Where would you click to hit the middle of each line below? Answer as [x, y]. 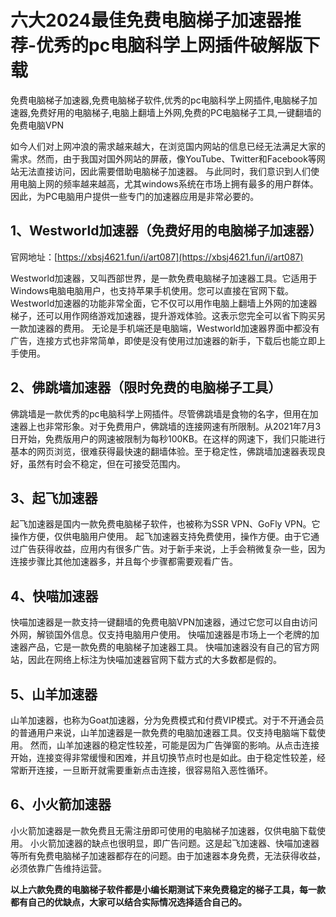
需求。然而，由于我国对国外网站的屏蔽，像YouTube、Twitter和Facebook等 [163, 158]
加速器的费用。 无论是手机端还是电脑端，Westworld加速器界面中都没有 [173, 328]
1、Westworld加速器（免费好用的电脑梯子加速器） [166, 231]
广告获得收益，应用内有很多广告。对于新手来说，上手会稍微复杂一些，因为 [172, 549]
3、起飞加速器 [54, 497]
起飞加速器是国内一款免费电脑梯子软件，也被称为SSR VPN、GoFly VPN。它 [165, 524]
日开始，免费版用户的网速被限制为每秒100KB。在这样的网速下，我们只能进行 [168, 438]
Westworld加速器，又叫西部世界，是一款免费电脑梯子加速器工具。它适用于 [164, 278]
